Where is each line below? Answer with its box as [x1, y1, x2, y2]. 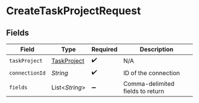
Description [139, 46, 174, 53]
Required [91, 46, 118, 53]
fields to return [123, 87, 165, 95]
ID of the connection [123, 69, 180, 77]
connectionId [9, 69, 46, 76]
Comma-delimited [123, 80, 175, 88]
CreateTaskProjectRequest [6, 4, 141, 18]
